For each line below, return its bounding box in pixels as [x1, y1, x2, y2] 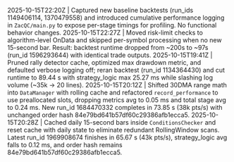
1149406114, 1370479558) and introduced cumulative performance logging [7, 13, 225, 22]
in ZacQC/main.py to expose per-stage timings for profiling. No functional [7, 21, 217, 29]
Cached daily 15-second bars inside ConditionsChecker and [43, 118, 216, 126]
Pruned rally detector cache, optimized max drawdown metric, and [7, 58, 202, 66]
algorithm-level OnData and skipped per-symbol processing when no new [7, 36, 222, 44]
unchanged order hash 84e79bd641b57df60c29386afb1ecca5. [7, 111, 190, 119]
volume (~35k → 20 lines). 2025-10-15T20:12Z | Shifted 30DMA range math [7, 81, 228, 89]
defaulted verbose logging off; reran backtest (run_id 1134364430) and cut [7, 66, 226, 74]
